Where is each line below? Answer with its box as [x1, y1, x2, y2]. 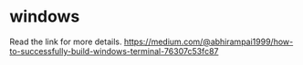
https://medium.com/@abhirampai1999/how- [123, 36, 294, 47]
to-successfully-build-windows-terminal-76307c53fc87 [9, 45, 219, 56]
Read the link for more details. [9, 36, 122, 47]
